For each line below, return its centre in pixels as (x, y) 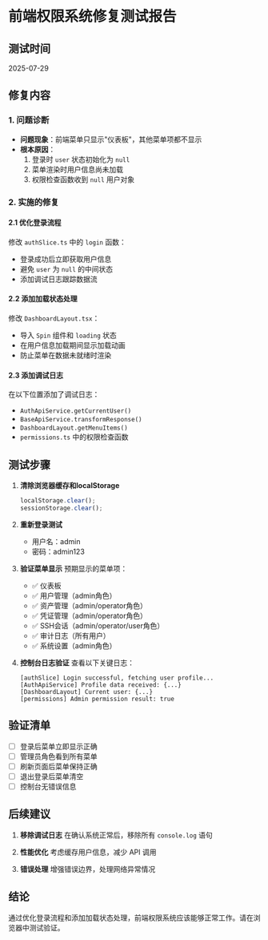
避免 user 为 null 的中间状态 (66, 268)
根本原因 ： (38, 149)
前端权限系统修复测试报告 (93, 16)
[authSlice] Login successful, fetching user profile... (117, 678)
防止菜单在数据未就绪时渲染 (66, 355)
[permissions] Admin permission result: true (97, 699)
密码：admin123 (58, 551)
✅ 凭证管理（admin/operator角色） (90, 615)
